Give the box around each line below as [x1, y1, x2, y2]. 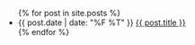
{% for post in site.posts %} [17, 8, 121, 18]
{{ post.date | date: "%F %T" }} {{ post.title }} [17, 17, 186, 28]
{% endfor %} [17, 27, 70, 37]
